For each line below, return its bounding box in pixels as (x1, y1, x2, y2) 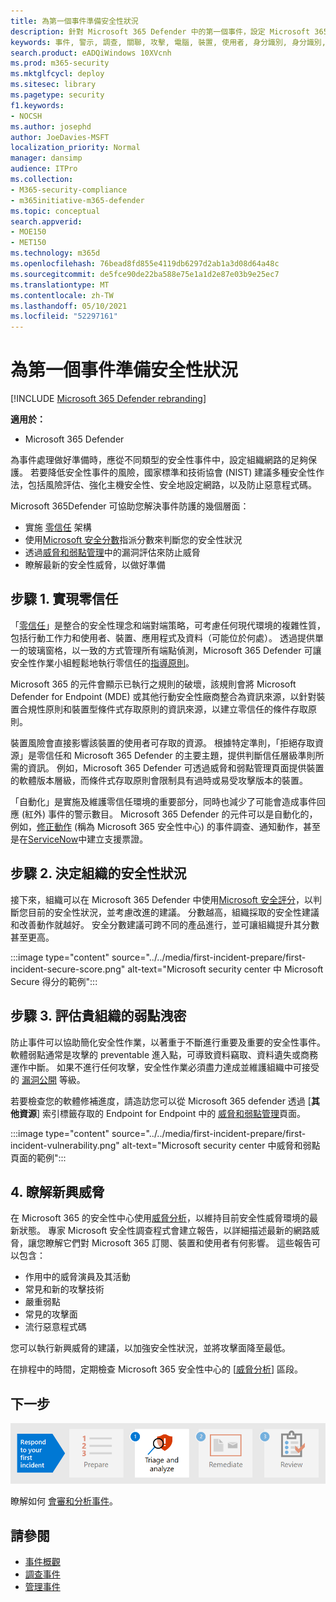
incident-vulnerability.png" (10, 1139, 120, 1151)
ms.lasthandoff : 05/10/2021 (10, 301, 128, 311)
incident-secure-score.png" (10, 963, 126, 975)
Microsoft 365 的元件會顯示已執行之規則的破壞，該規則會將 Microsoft (10, 678, 297, 690)
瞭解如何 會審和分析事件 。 (10, 1495, 118, 1507)
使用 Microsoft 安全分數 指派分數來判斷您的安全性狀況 (24, 534, 243, 546)
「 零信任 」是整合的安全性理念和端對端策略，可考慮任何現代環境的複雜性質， (10, 619, 326, 631)
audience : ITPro (10, 164, 78, 174)
